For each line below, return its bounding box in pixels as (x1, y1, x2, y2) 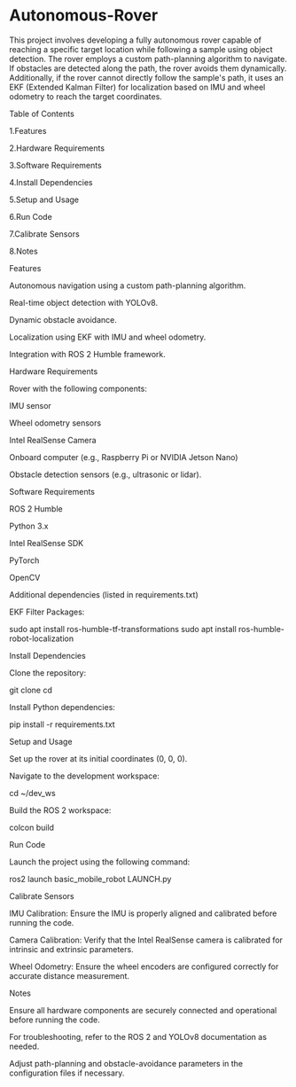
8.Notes (9, 246, 38, 256)
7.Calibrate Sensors (9, 228, 80, 239)
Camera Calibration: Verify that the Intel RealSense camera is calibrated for (9, 935, 284, 945)
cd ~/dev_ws (9, 787, 56, 798)
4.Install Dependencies (9, 176, 93, 187)
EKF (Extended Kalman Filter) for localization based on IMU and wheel (9, 82, 266, 92)
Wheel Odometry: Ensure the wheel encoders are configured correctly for (9, 961, 279, 972)
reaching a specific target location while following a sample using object (9, 43, 273, 54)
